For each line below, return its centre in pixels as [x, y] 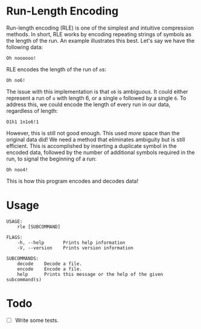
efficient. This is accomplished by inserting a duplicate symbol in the [91, 145]
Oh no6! [16, 80]
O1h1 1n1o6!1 [23, 122]
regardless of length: [32, 110]
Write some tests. [37, 320]
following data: [25, 47]
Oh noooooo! [21, 58]
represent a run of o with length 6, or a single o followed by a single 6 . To [96, 98]
